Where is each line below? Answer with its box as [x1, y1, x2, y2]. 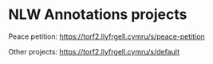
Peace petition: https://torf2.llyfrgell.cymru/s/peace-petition [8, 32, 205, 41]
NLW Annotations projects [8, 6, 187, 24]
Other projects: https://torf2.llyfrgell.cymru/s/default [8, 47, 180, 56]
